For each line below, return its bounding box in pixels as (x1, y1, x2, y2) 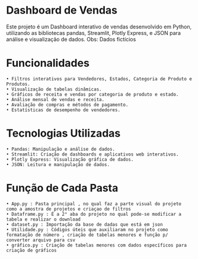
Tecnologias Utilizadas (6, 127, 121, 140)
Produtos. (6, 81, 31, 87)
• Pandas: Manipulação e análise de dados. (6, 146, 116, 152)
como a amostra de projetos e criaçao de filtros (6, 206, 132, 212)
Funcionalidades (6, 57, 90, 70)
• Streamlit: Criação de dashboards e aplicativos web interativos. (6, 151, 179, 157)
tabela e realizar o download (6, 216, 81, 222)
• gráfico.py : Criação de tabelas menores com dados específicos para (6, 242, 187, 248)
